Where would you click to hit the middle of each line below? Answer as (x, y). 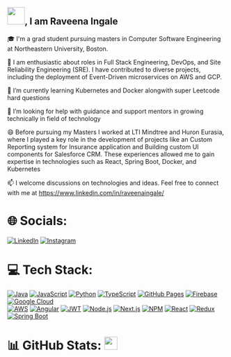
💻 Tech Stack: (50, 270)
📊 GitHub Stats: (55, 345)
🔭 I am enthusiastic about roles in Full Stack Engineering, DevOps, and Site (114, 62)
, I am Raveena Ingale (71, 22)
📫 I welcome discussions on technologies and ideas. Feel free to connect (113, 183)
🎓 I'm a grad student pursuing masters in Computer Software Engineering (114, 38)
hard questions (29, 97)
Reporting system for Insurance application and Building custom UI (103, 147)
